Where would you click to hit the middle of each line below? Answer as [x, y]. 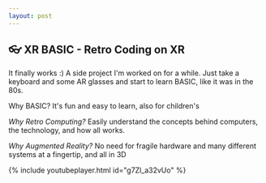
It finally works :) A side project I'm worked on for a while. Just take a [124, 73]
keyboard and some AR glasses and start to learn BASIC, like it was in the [131, 82]
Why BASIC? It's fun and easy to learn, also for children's [104, 106]
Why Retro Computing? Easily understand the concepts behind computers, [133, 121]
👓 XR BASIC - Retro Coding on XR [97, 50]
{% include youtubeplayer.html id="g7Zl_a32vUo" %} [97, 170]
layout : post [30, 16]
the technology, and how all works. [67, 130]
